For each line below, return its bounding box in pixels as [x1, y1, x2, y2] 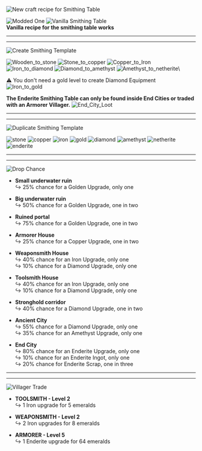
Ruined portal [14, 213, 50, 220]
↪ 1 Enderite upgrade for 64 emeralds [14, 438, 111, 445]
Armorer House [14, 231, 55, 238]
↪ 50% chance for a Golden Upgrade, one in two [14, 202, 138, 208]
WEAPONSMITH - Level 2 [14, 414, 80, 420]
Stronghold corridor [14, 299, 66, 305]
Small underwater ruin [14, 177, 72, 184]
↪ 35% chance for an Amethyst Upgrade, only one [14, 330, 143, 336]
